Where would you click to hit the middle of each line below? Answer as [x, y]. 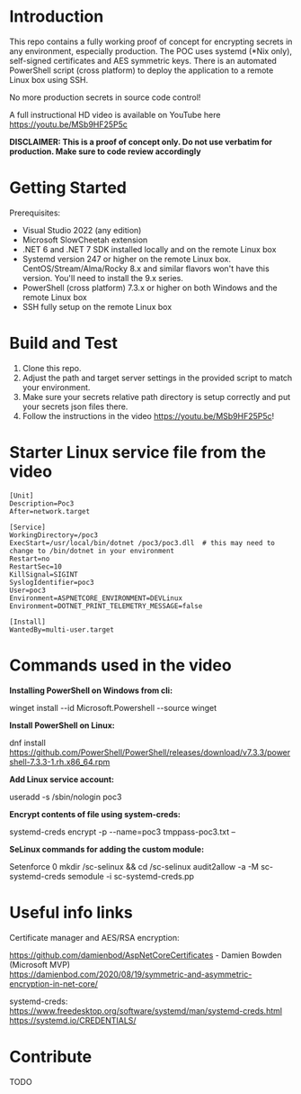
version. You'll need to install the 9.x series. [103, 278]
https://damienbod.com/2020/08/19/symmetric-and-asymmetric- [131, 974]
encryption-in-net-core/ [54, 983]
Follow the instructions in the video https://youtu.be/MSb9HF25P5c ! [148, 415]
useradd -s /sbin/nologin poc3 [66, 797]
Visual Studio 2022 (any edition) [82, 230]
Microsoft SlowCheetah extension [85, 240]
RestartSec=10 [36, 566]
